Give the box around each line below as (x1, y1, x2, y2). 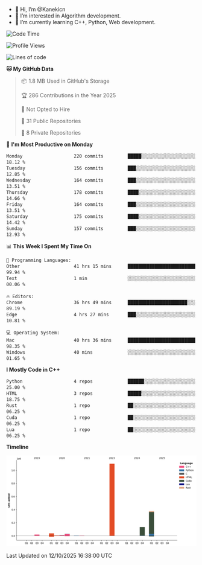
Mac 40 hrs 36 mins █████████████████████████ (6, 337, 196, 343)
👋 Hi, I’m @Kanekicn (14, 6, 66, 13)
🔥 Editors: (6, 293, 34, 299)
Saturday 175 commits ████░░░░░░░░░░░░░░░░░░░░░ (6, 214, 196, 220)
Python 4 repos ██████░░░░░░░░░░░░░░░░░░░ (6, 378, 196, 385)
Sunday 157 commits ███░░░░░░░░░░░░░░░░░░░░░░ (6, 226, 196, 232)
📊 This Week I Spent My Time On (6, 243, 92, 250)
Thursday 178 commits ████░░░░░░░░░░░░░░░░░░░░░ (6, 190, 196, 196)
